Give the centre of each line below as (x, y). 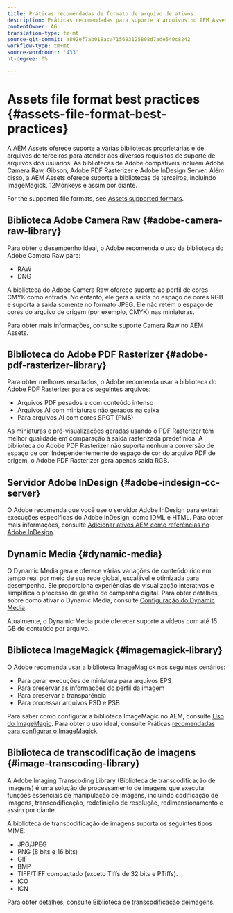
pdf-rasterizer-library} (57, 365)
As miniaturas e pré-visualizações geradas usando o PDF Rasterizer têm (111, 431)
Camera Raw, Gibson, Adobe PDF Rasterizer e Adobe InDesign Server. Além (115, 170)
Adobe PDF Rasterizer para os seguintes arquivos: (79, 389)
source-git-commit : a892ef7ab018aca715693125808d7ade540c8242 (99, 40)
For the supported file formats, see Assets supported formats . (96, 198)
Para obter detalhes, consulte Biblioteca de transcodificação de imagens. (111, 902)
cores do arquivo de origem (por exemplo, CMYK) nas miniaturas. (101, 312)
